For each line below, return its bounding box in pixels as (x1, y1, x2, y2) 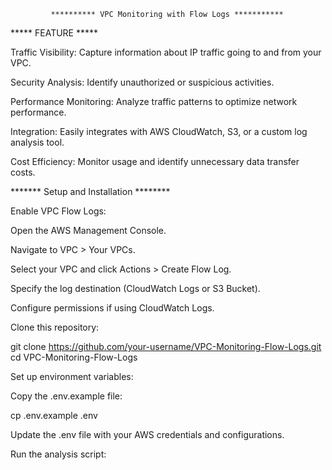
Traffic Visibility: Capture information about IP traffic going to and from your (10, 46, 322, 58)
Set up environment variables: (10, 371, 134, 382)
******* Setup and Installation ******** (10, 186, 171, 197)
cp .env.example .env (10, 410, 98, 421)
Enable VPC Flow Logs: (10, 205, 107, 217)
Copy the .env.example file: (10, 390, 123, 402)
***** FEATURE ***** (10, 27, 99, 39)
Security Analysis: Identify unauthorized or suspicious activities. (10, 76, 275, 88)
